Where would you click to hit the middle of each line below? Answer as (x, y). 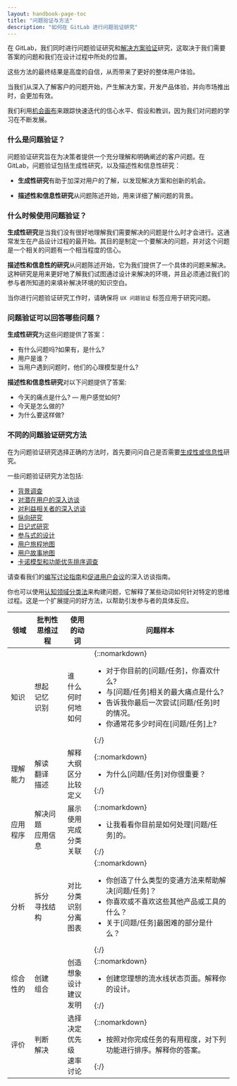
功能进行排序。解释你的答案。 (155, 1050)
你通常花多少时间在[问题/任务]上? (161, 724)
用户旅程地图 (36, 544)
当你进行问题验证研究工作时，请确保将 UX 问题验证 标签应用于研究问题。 (111, 297)
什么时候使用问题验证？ (47, 215)
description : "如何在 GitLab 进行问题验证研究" (73, 27)
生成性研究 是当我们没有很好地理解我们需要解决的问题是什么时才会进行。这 (115, 232)
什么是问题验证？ (36, 140)
